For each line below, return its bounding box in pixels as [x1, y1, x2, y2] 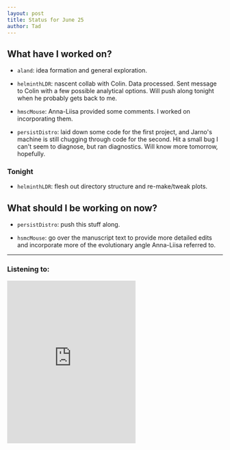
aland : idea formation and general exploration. [16, 66, 147, 75]
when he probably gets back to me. [16, 94, 118, 103]
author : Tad [7, 23, 41, 29]
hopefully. [16, 150, 46, 158]
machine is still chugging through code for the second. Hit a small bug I [16, 135, 218, 144]
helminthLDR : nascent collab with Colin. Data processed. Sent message [16, 79, 217, 88]
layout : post [7, 10, 44, 17]
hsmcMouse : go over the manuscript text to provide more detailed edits [16, 234, 212, 242]
